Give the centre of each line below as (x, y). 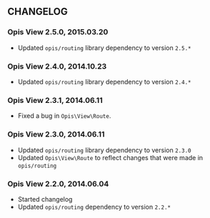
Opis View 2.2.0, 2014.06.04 (58, 184)
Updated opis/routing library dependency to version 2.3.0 (104, 150)
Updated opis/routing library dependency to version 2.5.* (104, 48)
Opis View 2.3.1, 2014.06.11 (55, 100)
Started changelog (45, 199)
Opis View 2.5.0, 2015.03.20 (58, 32)
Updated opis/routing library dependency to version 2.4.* (104, 81)
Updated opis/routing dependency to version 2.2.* (94, 207)
